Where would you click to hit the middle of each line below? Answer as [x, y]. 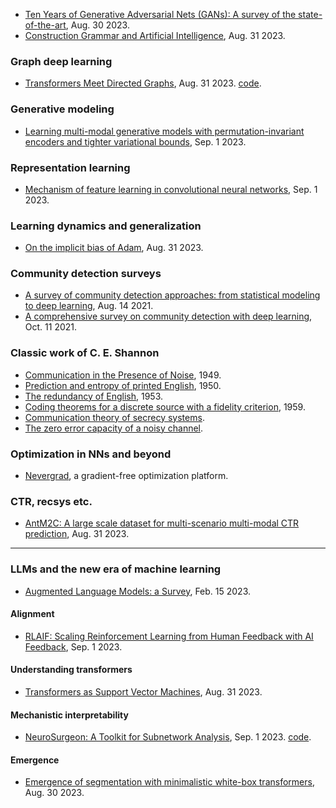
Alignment [32, 614]
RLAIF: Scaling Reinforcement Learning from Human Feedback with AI [169, 636]
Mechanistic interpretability [69, 715]
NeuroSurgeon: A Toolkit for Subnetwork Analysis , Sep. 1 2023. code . [168, 737]
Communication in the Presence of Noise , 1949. [123, 375]
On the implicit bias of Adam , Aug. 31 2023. [114, 248]
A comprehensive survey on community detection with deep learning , [168, 316]
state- [310, 14]
